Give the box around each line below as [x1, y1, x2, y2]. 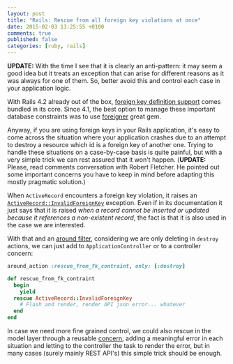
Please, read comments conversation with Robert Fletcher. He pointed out [7, 163, 220, 171]
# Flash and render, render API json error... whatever [20, 301, 186, 308]
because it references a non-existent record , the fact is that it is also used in [7, 213, 227, 222]
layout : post [7, 10, 45, 17]
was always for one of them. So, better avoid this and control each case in [7, 77, 220, 84]
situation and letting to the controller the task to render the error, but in [7, 342, 211, 349]
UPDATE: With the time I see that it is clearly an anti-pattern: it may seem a [7, 62, 223, 70]
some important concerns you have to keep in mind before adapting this [7, 170, 215, 179]
